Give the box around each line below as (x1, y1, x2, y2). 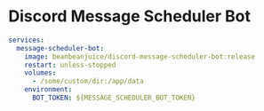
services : (8, 36, 45, 44)
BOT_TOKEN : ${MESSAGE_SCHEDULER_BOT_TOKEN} (31, 93, 196, 103)
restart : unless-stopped (24, 60, 116, 69)
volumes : (24, 68, 57, 77)
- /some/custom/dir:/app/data (31, 77, 144, 86)
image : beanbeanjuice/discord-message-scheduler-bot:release (24, 52, 255, 61)
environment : (24, 85, 73, 94)
